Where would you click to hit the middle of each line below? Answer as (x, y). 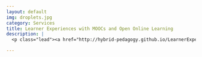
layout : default (26, 12)
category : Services (31, 23)
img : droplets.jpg (29, 17)
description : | (25, 34)
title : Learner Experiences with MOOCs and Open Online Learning (90, 28)
